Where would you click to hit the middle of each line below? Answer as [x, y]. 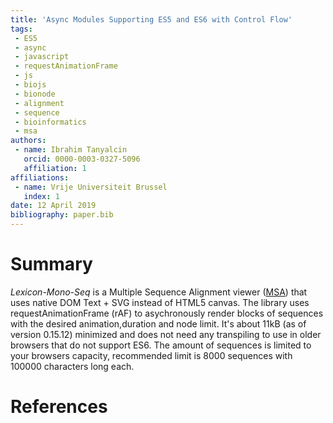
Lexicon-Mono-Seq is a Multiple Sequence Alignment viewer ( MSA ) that [159, 292]
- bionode [35, 94]
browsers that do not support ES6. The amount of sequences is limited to [161, 345]
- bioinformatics [50, 122]
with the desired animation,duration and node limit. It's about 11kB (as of [158, 323]
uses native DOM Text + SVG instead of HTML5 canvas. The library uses [160, 302]
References [59, 407]
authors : [28, 141]
